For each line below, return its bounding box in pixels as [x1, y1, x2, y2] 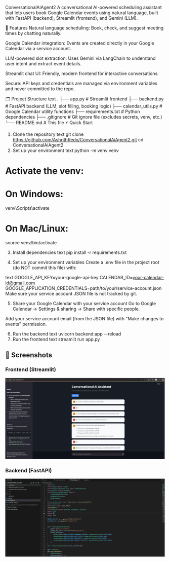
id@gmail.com [5, 280, 35, 286]
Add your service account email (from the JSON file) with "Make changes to [5, 316, 164, 322]
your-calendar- [132, 275, 164, 281]
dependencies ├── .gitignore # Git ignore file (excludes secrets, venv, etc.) [5, 114, 162, 120]
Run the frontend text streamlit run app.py [12, 336, 100, 343]
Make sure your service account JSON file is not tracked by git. [5, 291, 138, 297]
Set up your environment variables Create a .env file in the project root [12, 259, 159, 266]
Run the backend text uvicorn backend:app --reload [12, 331, 121, 337]
